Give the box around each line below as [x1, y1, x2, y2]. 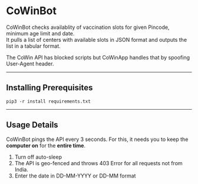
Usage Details [6, 120, 58, 130]
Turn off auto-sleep [14, 153, 62, 160]
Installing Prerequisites [6, 83, 93, 93]
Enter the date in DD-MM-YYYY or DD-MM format [14, 172, 136, 179]
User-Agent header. [6, 60, 54, 67]
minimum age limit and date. [6, 29, 75, 37]
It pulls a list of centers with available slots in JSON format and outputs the [6, 36, 187, 43]
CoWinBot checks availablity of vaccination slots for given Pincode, [6, 24, 170, 31]
